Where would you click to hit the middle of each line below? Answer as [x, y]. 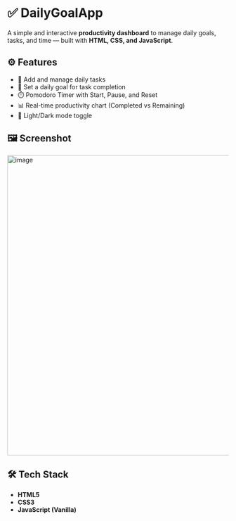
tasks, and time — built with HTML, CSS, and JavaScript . [90, 40]
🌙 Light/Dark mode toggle [55, 115]
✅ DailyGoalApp [55, 13]
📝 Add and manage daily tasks [61, 79]
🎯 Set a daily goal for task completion [72, 86]
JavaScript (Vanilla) [47, 510]
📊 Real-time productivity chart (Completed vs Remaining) [101, 105]
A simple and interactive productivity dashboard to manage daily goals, [112, 32]
